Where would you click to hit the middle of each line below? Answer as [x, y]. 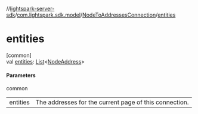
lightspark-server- [32, 9]
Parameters [21, 75]
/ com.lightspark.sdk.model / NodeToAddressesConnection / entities [95, 15]
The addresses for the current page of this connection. [112, 102]
